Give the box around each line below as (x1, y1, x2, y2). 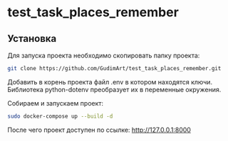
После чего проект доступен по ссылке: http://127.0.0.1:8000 (7, 125, 191, 134)
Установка (7, 33, 57, 45)
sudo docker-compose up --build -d (7, 113, 113, 120)
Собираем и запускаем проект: (7, 98, 104, 107)
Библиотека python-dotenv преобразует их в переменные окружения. (7, 85, 222, 94)
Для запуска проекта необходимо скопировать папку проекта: (7, 51, 200, 60)
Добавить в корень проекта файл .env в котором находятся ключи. (7, 77, 212, 86)
